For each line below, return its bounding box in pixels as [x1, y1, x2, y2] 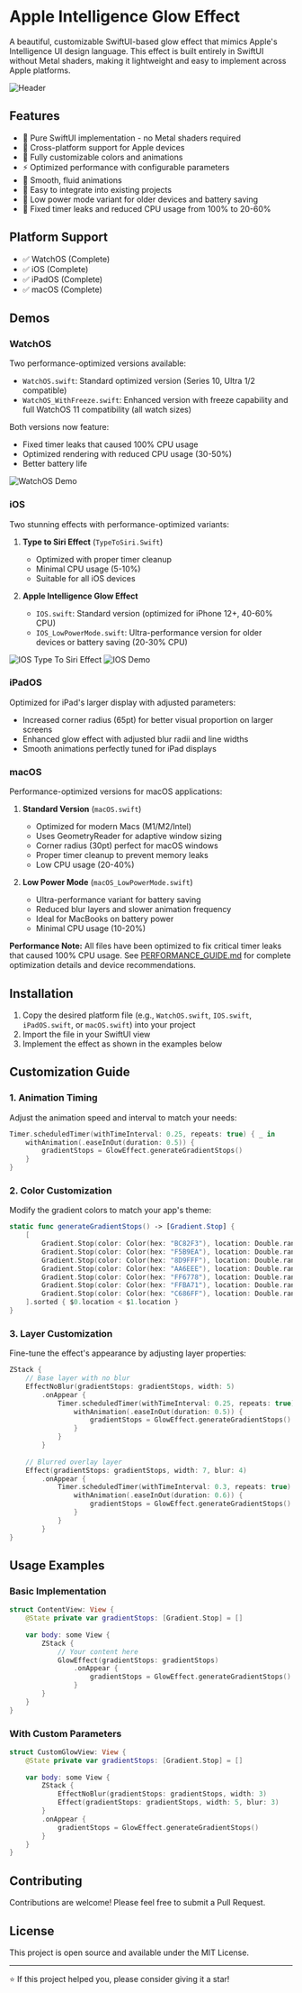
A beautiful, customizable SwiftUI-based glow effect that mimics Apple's [9, 36, 278, 47]
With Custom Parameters [9, 1727, 122, 1740]
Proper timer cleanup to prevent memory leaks [35, 850, 209, 861]
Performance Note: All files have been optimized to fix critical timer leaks [9, 940, 282, 952]
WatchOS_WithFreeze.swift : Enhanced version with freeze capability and [22, 395, 289, 406]
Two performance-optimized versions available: [9, 358, 187, 369]
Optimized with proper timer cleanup [35, 553, 173, 564]
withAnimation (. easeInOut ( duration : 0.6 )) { [73, 1491, 244, 1500]
